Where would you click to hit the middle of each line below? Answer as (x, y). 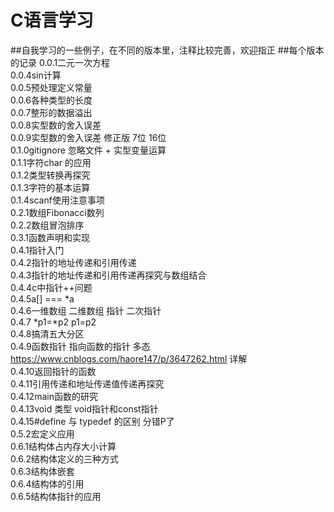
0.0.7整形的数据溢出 (51, 112)
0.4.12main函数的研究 (54, 396)
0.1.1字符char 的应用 (51, 162)
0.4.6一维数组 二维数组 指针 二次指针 (86, 310)
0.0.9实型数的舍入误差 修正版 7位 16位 (88, 137)
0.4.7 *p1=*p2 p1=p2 (53, 322)
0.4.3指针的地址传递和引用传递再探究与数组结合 (108, 275)
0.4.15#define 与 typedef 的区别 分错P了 (92, 421)
